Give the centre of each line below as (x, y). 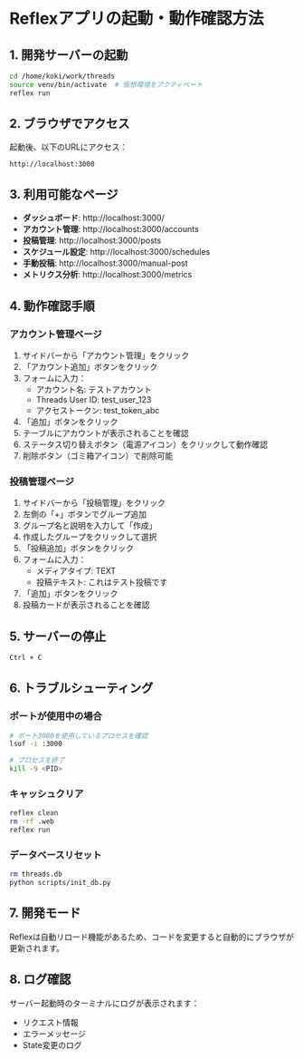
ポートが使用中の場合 (56, 716)
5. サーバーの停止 (58, 636)
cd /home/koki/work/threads (62, 76)
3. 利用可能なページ (64, 194)
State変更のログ (52, 1044)
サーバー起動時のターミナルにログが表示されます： (104, 1003)
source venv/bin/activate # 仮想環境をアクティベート (106, 84)
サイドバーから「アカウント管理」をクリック (106, 355)
